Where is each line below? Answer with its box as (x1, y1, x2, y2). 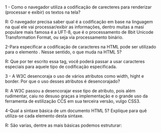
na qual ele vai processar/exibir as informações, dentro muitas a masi (5, 24, 144, 30)
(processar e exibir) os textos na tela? (5, 9, 81, 15)
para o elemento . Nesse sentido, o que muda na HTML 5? (5, 49, 122, 55)
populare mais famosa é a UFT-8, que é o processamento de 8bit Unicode (5, 29, 154, 35)
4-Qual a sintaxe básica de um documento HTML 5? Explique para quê (5, 108, 147, 113)
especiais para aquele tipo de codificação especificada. (5, 64, 117, 69)
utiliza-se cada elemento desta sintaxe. (5, 113, 84, 119)
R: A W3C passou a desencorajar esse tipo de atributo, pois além (5, 88, 136, 93)
